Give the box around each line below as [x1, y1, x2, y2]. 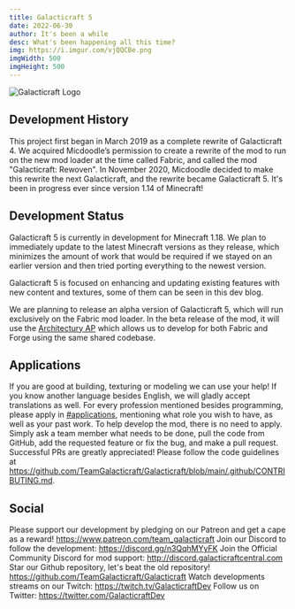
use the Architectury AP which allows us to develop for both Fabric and [9, 322, 269, 333]
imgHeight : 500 [9, 63, 65, 72]
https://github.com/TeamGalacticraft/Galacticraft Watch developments [9, 572, 265, 582]
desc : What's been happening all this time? [9, 37, 176, 47]
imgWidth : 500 [9, 54, 62, 63]
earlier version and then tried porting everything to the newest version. [9, 260, 267, 271]
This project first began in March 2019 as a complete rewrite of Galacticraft [9, 135, 283, 146]
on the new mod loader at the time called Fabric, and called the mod [9, 154, 258, 165]
